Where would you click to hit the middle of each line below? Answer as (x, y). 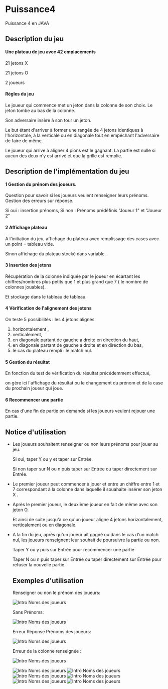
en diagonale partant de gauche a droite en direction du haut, (76, 340)
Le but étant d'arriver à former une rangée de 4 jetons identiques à (74, 130)
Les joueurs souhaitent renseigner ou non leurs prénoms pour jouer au (85, 444)
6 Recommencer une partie (34, 400)
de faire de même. (24, 140)
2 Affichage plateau (26, 227)
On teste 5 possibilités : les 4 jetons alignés (50, 319)
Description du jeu (35, 39)
